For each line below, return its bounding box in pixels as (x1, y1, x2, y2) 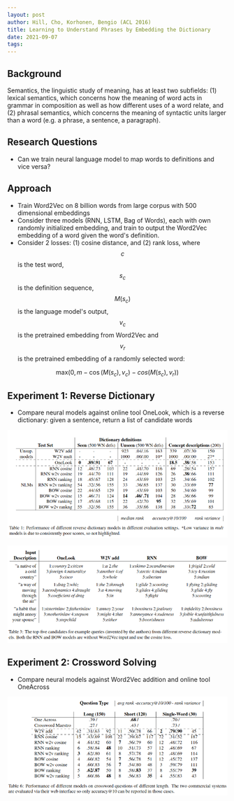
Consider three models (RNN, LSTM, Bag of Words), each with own (17, 216, 211, 224)
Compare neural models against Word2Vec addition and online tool (17, 675, 211, 683)
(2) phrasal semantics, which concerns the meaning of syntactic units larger (7, 109, 227, 117)
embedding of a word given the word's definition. (17, 231, 160, 239)
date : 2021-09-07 (7, 34, 58, 41)
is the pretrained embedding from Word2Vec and (17, 330, 159, 339)
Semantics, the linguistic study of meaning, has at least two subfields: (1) (7, 86, 217, 95)
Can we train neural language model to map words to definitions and (17, 155, 214, 163)
